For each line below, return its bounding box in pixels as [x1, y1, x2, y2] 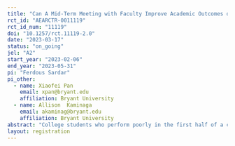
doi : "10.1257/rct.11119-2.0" [7, 29, 96, 37]
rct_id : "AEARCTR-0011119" [7, 17, 86, 24]
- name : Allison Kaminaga [13, 102, 92, 109]
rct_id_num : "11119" [7, 23, 68, 30]
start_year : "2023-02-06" [7, 56, 83, 63]
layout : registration [7, 128, 71, 135]
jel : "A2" [7, 50, 36, 57]
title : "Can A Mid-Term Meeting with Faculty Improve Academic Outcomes [7, 10, 224, 18]
